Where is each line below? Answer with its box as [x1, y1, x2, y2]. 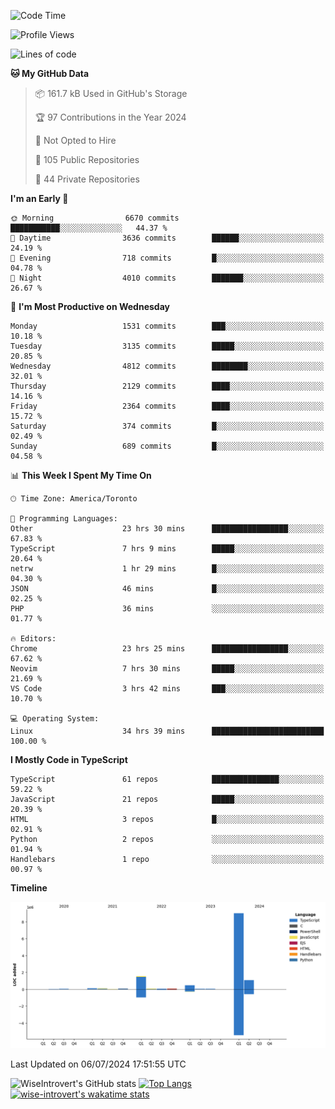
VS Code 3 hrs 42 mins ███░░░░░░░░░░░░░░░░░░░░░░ [10, 684, 325, 694]
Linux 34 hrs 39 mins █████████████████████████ [10, 726, 325, 736]
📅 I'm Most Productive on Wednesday [10, 301, 170, 312]
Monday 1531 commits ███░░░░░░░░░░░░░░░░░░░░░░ [10, 321, 325, 331]
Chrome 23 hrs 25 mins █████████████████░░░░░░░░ [10, 644, 325, 654]
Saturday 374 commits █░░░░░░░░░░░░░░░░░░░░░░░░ [10, 421, 325, 431]
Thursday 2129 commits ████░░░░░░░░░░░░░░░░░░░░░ [10, 381, 325, 391]
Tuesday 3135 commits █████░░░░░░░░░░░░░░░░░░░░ [10, 341, 325, 351]
